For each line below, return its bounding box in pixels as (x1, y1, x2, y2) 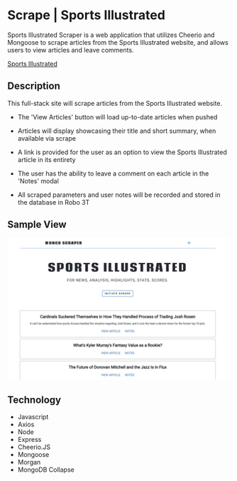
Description (7, 80, 60, 92)
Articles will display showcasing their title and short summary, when (17, 126, 216, 135)
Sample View (7, 219, 67, 231)
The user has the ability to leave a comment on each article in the (17, 169, 209, 178)
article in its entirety (17, 155, 76, 163)
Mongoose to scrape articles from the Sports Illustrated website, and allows (7, 38, 228, 46)
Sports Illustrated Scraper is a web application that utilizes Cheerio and (7, 31, 215, 39)
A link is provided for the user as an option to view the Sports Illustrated (17, 148, 227, 156)
